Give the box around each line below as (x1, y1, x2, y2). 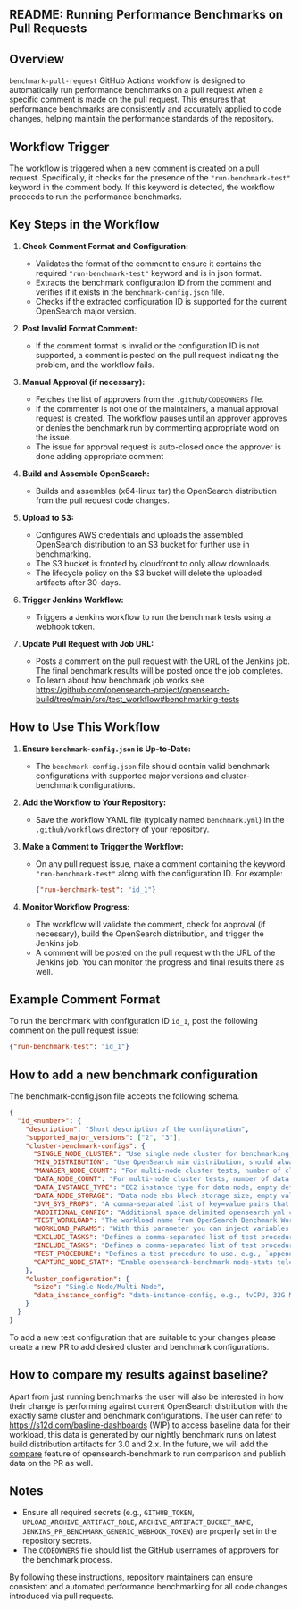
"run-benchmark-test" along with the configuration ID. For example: (35, 868, 283, 878)
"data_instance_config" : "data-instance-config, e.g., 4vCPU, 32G (32, 1291, 286, 1300)
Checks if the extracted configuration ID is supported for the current (35, 296, 287, 306)
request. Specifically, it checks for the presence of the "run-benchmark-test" (9, 172, 291, 183)
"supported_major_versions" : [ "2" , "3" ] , (25, 1133, 181, 1142)
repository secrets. (21, 1536, 92, 1547)
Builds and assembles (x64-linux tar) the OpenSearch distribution (35, 485, 277, 496)
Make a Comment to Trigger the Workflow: (21, 841, 185, 851)
